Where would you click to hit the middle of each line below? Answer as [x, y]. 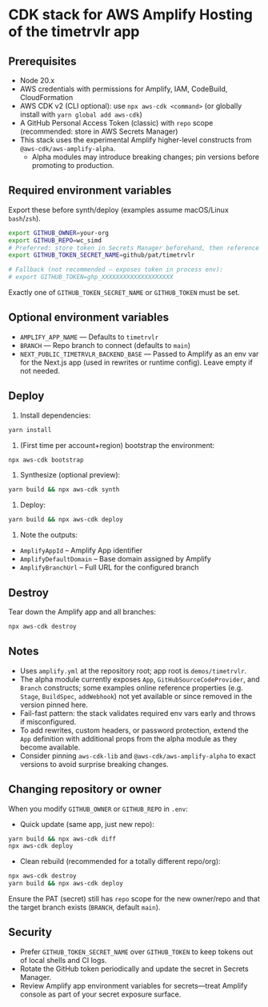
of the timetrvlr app [74, 32]
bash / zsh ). [25, 218]
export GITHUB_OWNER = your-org [59, 233]
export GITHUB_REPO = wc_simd [55, 240]
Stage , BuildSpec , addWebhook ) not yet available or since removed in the [136, 696]
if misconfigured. [48, 721]
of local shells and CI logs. [63, 960]
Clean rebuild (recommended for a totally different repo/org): [120, 861]
